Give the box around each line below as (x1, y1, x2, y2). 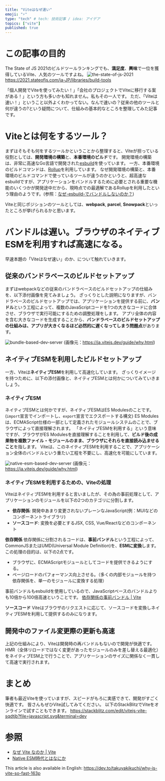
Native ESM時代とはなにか (12, 755, 66, 761)
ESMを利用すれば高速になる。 (5, 239, 128, 250)
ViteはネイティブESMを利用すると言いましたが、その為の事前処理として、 (5, 491, 155, 497)
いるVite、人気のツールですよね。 (18, 72, 86, 78)
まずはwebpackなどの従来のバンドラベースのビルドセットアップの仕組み (5, 286, 153, 291)
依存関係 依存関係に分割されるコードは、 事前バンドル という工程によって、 (5, 537, 157, 543)
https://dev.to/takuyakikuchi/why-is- (83, 765, 158, 771)
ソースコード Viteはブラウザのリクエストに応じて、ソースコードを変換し (5, 605, 151, 611)
